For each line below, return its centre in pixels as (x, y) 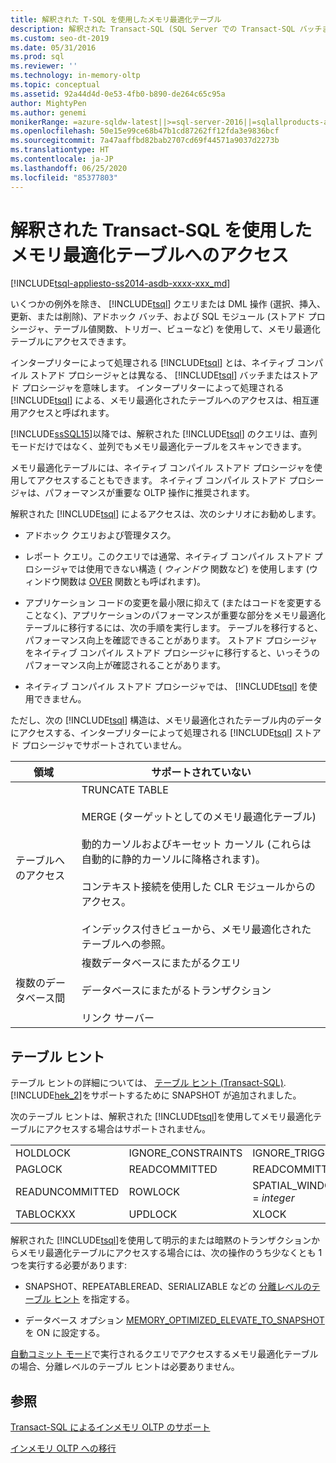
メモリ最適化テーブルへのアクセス (149, 255)
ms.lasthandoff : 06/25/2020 (69, 168)
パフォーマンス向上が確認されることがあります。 (125, 665)
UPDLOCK (153, 1214)
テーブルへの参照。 (126, 944)
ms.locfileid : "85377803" (64, 177)
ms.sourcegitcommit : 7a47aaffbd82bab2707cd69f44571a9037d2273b (145, 141)
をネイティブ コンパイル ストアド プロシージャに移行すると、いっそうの (172, 653)
